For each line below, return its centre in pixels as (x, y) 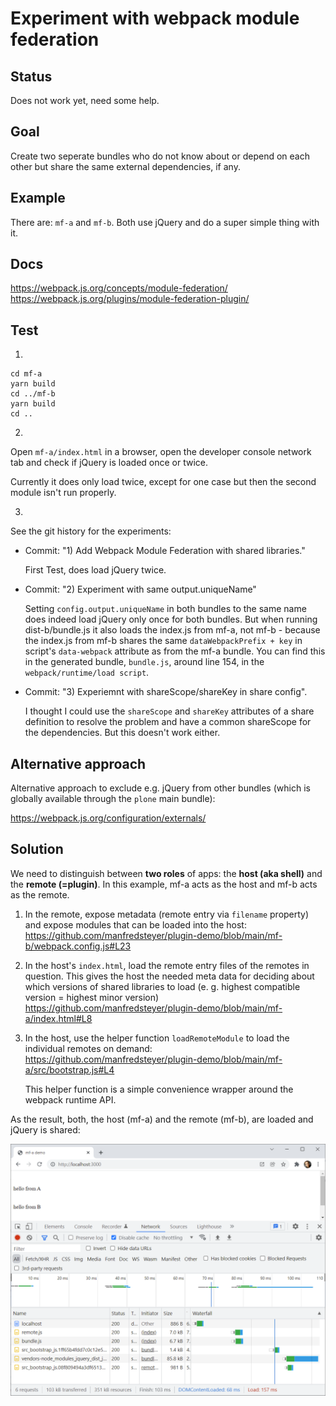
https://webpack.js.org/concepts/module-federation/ (119, 288)
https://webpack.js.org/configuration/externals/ (108, 818)
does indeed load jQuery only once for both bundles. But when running (171, 619)
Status (31, 76)
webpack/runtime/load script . (87, 673)
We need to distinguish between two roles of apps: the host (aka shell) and (166, 873)
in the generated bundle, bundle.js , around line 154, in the (144, 662)
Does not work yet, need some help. (85, 100)
